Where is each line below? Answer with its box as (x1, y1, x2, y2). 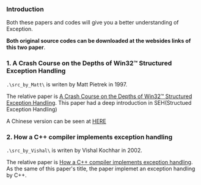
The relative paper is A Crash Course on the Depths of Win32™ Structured (6, 92, 192, 100)
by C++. (6, 171, 27, 179)
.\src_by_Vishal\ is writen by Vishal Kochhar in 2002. (6, 146, 142, 154)
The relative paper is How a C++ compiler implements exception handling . (6, 158, 193, 165)
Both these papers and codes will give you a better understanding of (6, 19, 179, 26)
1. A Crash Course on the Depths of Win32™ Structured (6, 59, 172, 67)
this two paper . (6, 43, 46, 51)
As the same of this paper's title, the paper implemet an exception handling (6, 165, 196, 172)
